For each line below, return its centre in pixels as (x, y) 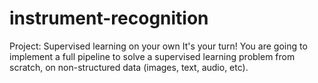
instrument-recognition (109, 18)
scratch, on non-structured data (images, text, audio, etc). (129, 67)
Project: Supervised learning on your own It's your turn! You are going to (158, 46)
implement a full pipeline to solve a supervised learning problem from (152, 56)
